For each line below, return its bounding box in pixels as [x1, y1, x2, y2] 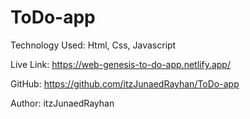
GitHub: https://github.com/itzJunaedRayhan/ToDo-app [10, 77, 240, 90]
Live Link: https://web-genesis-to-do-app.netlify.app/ [10, 58, 231, 70]
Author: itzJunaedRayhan [10, 97, 115, 109]
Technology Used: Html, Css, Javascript [10, 39, 177, 51]
